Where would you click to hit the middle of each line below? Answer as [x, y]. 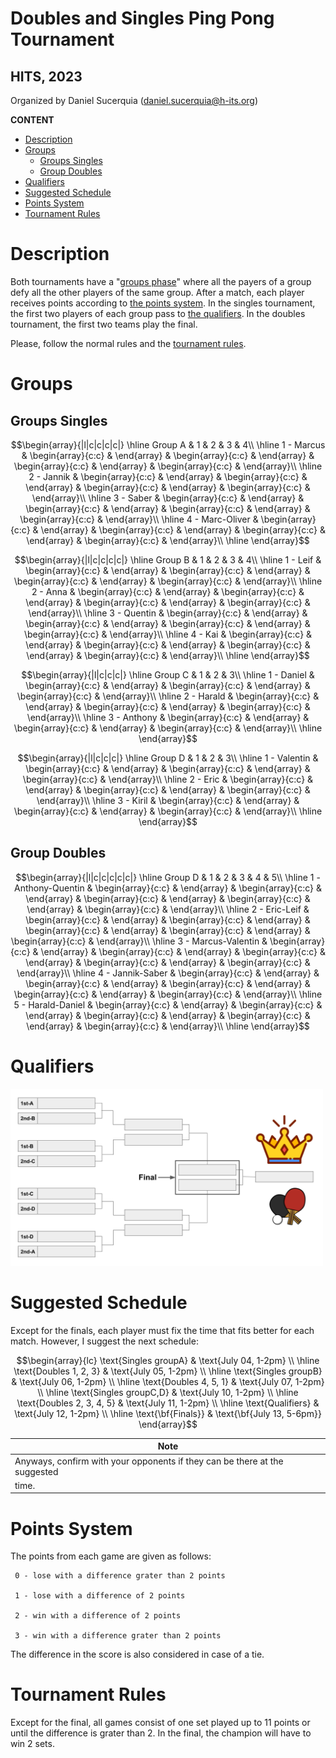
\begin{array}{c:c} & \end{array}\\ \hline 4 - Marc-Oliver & [139, 519]
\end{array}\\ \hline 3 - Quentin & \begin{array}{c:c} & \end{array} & [168, 613]
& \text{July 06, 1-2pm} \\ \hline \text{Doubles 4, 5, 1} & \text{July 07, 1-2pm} [168, 1381]
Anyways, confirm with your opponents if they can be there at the [149, 1461]
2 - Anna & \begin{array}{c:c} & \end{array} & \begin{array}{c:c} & [168, 591]
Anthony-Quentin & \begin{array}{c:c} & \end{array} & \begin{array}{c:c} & [168, 888]
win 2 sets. [32, 1744]
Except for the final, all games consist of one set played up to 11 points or [160, 1723]
